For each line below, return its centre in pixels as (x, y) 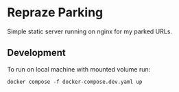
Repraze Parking (55, 13)
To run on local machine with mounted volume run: (79, 69)
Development (37, 53)
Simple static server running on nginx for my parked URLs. (90, 31)
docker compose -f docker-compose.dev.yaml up (75, 82)
